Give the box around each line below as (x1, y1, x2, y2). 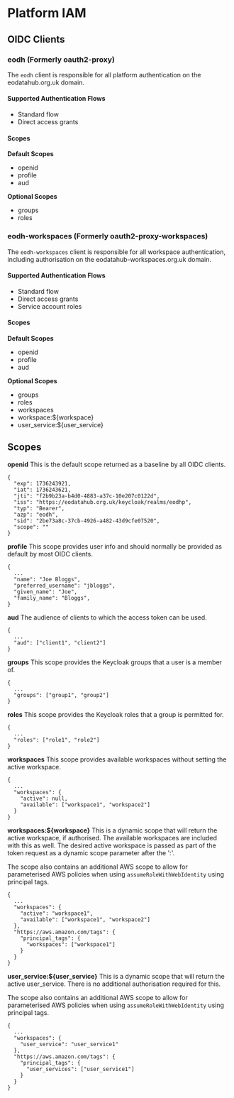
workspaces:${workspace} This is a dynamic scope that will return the (7, 825, 218, 835)
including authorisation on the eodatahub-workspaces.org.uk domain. (7, 255, 211, 263)
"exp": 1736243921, (13, 480, 72, 487)
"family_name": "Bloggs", (13, 594, 91, 601)
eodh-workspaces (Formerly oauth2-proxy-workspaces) (7, 231, 208, 241)
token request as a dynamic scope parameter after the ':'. (7, 848, 175, 857)
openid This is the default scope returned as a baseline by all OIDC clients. (7, 460, 226, 468)
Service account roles (17, 302, 82, 310)
